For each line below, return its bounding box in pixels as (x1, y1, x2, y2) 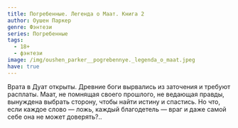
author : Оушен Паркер (7, 17, 72, 24)
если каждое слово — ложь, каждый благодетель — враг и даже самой (7, 105, 227, 113)
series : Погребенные (7, 30, 69, 37)
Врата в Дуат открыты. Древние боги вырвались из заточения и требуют (7, 82, 231, 91)
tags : (7, 37, 23, 44)
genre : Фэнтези (7, 23, 53, 30)
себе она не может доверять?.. (7, 112, 102, 121)
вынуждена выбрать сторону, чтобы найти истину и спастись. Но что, (7, 97, 220, 106)
